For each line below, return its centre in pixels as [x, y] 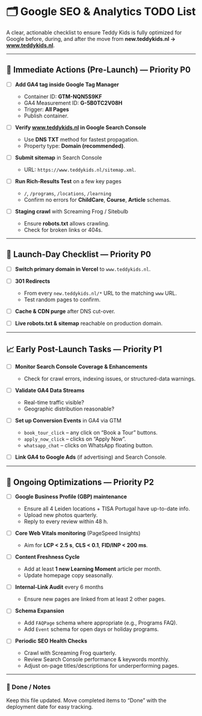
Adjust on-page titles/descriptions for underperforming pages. [101, 666]
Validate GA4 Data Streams [50, 390]
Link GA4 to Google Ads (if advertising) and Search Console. [90, 457]
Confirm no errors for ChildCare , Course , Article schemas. [97, 200]
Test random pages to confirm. [62, 300]
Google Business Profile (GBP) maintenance [71, 497]
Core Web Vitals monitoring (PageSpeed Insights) [78, 533]
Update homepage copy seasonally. [69, 576]
